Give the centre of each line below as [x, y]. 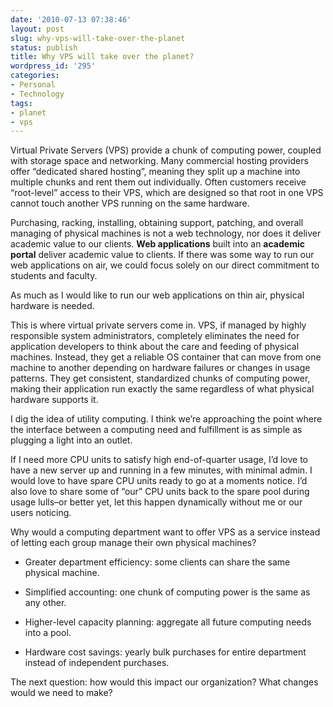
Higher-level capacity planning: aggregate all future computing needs [168, 622]
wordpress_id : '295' [53, 66]
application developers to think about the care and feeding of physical [155, 347]
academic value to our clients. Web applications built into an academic [157, 244]
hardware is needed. [52, 306]
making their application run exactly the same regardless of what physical [162, 389]
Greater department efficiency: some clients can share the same [157, 562]
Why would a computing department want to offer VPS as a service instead [165, 532]
